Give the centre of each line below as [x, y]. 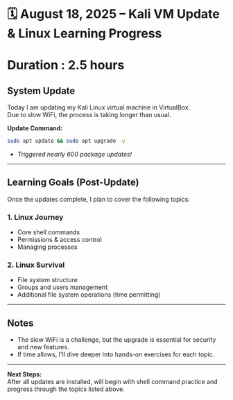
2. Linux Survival [36, 265]
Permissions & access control [59, 240]
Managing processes [47, 247]
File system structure [47, 280]
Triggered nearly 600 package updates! [75, 155]
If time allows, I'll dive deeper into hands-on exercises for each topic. [116, 354]
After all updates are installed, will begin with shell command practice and [112, 382]
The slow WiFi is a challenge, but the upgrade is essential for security [116, 340]
